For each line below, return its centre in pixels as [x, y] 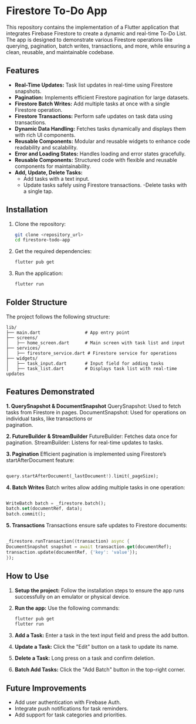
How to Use [28, 576]
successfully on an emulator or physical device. [72, 596]
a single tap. [38, 191]
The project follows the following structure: [58, 317]
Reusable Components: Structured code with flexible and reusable [96, 160]
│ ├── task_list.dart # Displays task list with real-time [92, 368]
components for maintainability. [53, 166]
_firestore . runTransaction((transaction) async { [68, 542]
